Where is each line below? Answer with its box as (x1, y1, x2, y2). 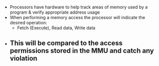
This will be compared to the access (9, 39, 123, 47)
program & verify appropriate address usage (9, 9, 100, 15)
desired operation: (9, 20, 47, 25)
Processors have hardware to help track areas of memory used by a (9, 4, 148, 10)
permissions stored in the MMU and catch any (9, 46, 154, 55)
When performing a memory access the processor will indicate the (9, 15, 145, 20)
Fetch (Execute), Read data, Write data (17, 25, 95, 31)
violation (9, 54, 38, 63)
